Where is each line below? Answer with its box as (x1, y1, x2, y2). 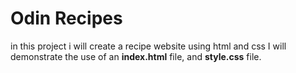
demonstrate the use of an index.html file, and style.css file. (10, 50, 262, 62)
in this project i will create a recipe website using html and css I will (10, 40, 287, 52)
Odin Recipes (10, 7, 123, 30)
